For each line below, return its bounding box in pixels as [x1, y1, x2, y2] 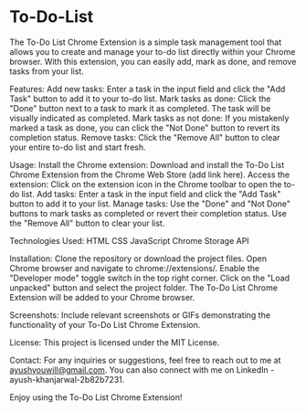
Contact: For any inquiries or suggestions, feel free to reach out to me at [9, 354, 281, 365]
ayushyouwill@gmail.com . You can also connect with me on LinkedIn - [9, 364, 275, 375]
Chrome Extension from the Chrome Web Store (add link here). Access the [9, 169, 290, 180]
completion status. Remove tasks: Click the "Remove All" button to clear [9, 132, 280, 143]
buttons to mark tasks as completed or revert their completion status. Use [9, 207, 288, 218]
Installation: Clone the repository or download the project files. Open [9, 253, 268, 264]
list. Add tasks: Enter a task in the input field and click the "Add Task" [21, 188, 281, 199]
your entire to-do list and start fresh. [9, 142, 146, 153]
